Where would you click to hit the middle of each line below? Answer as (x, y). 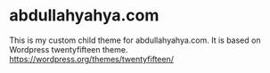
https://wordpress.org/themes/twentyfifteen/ (91, 59)
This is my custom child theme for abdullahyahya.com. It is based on (135, 40)
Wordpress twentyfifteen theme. (69, 49)
